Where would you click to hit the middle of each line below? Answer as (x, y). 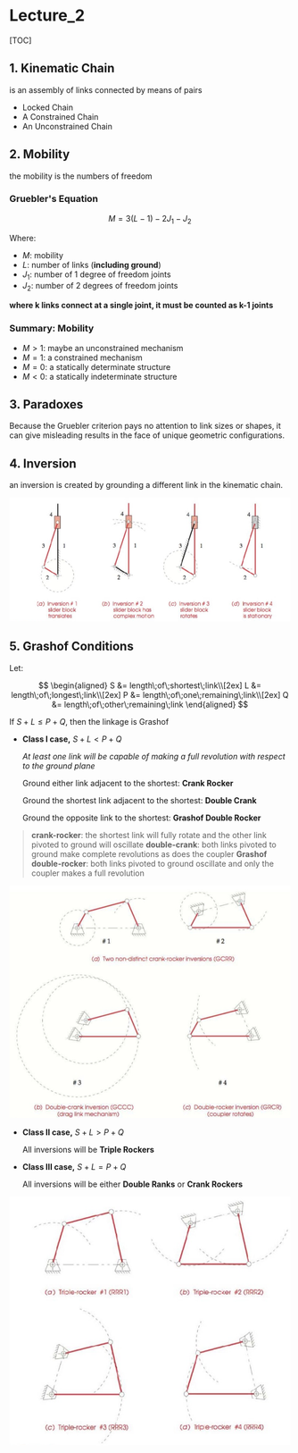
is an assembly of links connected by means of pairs (106, 89)
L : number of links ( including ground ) (92, 265)
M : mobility (43, 255)
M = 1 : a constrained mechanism (82, 357)
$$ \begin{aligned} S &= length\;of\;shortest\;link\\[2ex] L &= (150, 685)
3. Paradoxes (46, 404)
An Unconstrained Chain (67, 126)
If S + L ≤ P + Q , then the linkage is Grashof (89, 721)
